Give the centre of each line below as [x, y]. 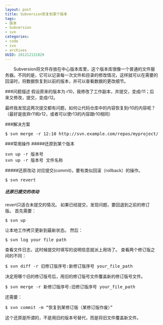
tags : [10, 18]
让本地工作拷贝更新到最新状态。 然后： [44, 230]
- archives [16, 50]
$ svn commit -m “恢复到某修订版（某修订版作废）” [59, 308]
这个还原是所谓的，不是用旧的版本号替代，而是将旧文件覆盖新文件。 [73, 318]
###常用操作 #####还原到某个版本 [40, 144]
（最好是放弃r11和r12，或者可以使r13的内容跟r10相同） [59, 114]
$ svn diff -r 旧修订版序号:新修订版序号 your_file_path [69, 266]
